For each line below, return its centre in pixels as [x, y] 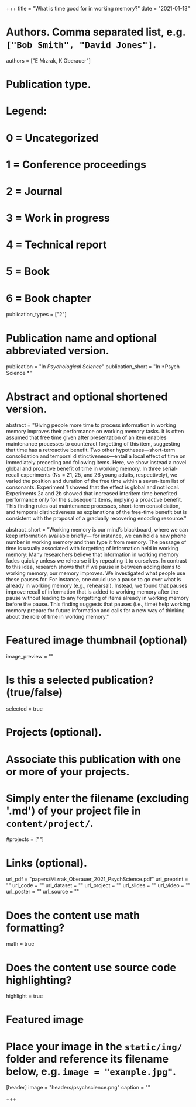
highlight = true [25, 996]
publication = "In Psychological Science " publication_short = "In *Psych [93, 367]
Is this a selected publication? [80, 680]
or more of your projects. [68, 772]
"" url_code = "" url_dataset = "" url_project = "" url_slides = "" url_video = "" [98, 885]
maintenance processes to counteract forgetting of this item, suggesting [93, 444]
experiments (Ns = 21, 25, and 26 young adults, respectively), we [99, 475]
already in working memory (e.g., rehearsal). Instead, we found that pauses [97, 586]
